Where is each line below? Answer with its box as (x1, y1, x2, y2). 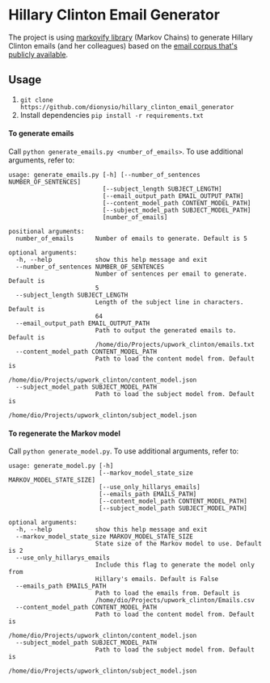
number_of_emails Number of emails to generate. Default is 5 (15, 234, 248, 242)
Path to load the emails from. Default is (95, 589, 241, 597)
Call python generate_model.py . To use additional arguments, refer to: (8, 446, 239, 456)
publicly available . (8, 49, 69, 59)
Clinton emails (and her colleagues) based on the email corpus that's (8, 40, 238, 50)
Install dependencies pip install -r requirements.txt (19, 110, 204, 120)
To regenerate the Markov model (8, 428, 121, 438)
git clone (19, 95, 54, 104)
